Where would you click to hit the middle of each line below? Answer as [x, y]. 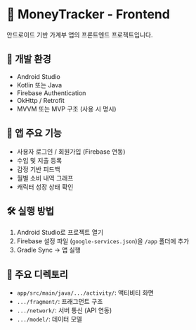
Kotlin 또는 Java [39, 85]
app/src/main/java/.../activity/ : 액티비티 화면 [85, 293]
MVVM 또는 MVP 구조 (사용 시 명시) [66, 109]
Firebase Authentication [51, 93]
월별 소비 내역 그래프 [45, 178]
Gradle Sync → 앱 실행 [49, 250]
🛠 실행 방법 [30, 211]
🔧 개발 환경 [29, 59]
